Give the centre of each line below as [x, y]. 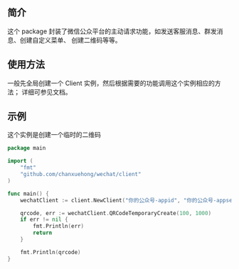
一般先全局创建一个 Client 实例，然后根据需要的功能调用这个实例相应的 [111, 83]
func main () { [28, 194]
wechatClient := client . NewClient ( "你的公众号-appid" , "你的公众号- [118, 200]
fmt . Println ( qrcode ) [51, 252]
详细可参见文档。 [46, 92]
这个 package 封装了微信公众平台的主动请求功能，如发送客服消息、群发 [112, 31]
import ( [20, 161]
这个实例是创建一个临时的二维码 [54, 135]
